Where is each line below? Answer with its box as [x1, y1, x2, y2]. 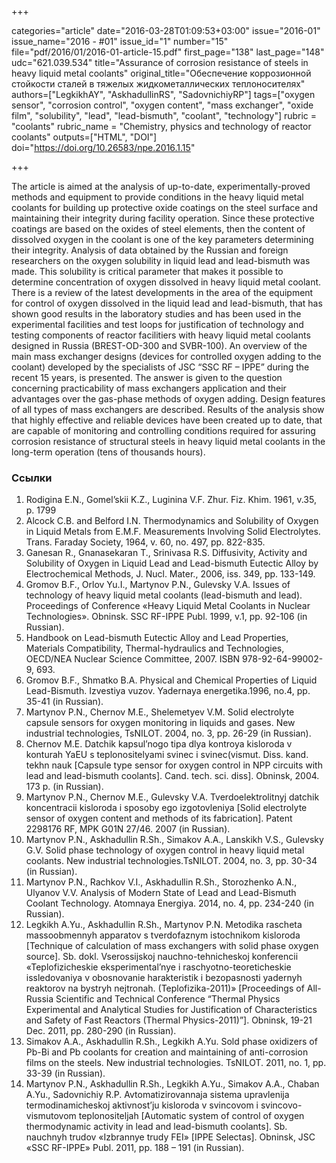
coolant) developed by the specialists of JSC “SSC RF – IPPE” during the [11, 361, 310, 373]
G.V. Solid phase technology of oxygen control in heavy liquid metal [25, 844, 305, 856]
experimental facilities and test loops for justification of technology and [11, 319, 304, 330]
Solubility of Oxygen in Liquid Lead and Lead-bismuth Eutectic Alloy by [25, 557, 319, 570]
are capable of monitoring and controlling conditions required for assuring [11, 425, 316, 436]
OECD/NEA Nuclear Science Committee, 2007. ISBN [25, 653, 241, 665]
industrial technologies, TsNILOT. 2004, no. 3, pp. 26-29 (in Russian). [25, 727, 312, 740]
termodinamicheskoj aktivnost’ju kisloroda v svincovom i [25, 1099, 259, 1111]
